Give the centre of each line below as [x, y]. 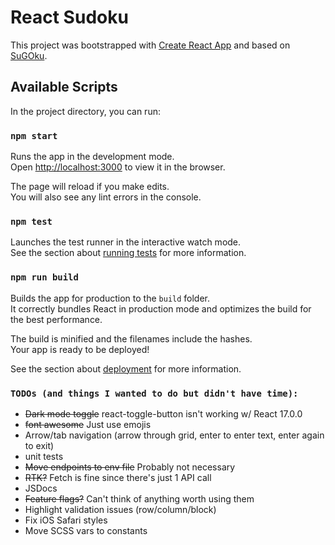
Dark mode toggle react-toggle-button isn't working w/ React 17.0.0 [163, 413]
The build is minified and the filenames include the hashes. [131, 338]
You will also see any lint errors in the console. [106, 197]
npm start [34, 135]
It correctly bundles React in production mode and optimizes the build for [161, 308]
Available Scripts [64, 87]
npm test [31, 221]
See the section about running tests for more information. [128, 253]
